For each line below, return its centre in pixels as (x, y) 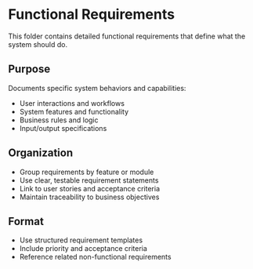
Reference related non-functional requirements (95, 257)
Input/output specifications (63, 128)
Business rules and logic (59, 120)
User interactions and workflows (72, 103)
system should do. (38, 44)
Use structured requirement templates (81, 240)
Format (26, 221)
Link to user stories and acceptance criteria (90, 188)
